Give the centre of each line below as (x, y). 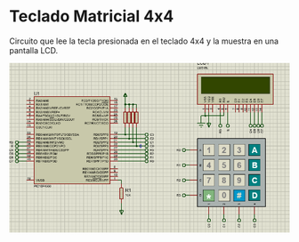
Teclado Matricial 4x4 (92, 16)
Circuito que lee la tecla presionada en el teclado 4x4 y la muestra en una (144, 41)
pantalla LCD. (34, 50)
